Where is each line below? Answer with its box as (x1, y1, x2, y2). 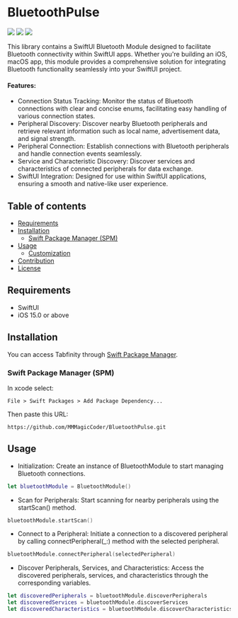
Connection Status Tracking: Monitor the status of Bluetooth (17, 97, 193, 105)
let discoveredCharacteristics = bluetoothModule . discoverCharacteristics (7, 606, 233, 613)
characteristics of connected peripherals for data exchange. (17, 164, 193, 173)
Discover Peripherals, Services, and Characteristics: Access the (17, 563, 204, 572)
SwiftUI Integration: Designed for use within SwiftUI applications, (17, 172, 207, 181)
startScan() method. (17, 503, 76, 512)
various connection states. (17, 112, 96, 120)
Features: (7, 81, 37, 89)
